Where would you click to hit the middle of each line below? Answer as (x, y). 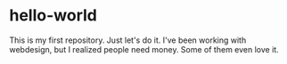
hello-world (53, 16)
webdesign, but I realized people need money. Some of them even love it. (144, 49)
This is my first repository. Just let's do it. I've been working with (128, 40)
